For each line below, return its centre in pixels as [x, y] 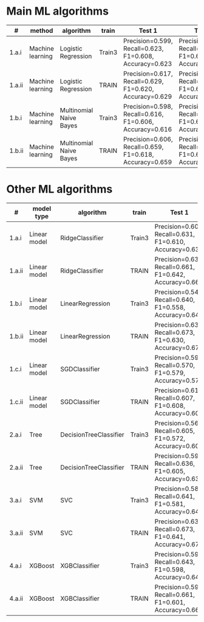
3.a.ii [16, 533]
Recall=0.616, [144, 114]
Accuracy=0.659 [148, 162]
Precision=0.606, [148, 139]
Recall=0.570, [175, 365]
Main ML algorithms [58, 11]
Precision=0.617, [148, 73]
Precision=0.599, [148, 41]
